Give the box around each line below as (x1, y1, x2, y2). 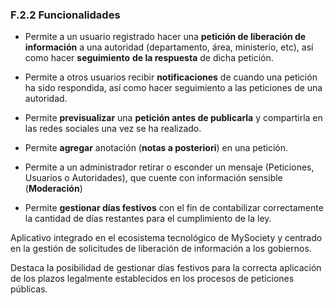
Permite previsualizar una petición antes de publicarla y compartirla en (24, 112, 323, 124)
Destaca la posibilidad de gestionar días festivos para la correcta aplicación (10, 262, 322, 274)
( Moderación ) (24, 183, 83, 195)
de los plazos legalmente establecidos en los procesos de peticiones (10, 273, 295, 285)
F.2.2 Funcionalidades (10, 8, 121, 22)
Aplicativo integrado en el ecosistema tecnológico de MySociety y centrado (10, 232, 323, 244)
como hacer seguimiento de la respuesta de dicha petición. (24, 52, 274, 64)
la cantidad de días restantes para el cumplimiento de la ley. (24, 213, 272, 225)
